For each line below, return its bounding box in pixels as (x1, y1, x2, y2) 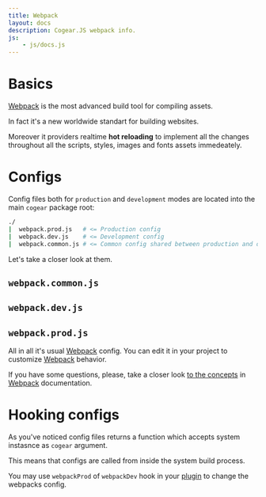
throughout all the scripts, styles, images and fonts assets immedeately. (8, 140, 242, 150)
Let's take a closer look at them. (8, 254, 112, 264)
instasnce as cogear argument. (8, 441, 108, 450)
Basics (8, 75, 54, 93)
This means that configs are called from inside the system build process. (8, 456, 245, 465)
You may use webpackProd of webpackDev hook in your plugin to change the (8, 472, 249, 481)
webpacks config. (8, 480, 67, 489)
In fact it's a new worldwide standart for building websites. (8, 116, 199, 127)
